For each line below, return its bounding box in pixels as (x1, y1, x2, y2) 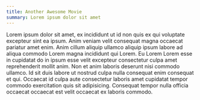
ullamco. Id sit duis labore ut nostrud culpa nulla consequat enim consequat (6, 69, 194, 76)
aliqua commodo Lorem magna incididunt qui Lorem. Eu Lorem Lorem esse (6, 50, 193, 57)
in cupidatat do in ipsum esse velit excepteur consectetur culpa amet (6, 56, 178, 63)
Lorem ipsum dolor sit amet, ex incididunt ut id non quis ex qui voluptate (6, 31, 185, 38)
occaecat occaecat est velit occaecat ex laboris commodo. (6, 88, 153, 95)
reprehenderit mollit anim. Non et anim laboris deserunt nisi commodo (6, 62, 180, 69)
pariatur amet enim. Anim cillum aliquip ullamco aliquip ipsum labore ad (6, 43, 183, 51)
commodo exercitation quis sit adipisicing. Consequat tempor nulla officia (6, 81, 189, 89)
